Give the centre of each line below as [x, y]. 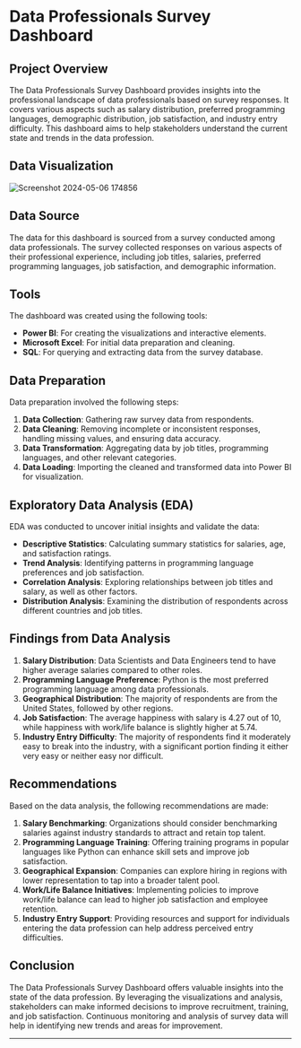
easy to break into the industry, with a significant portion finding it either [155, 746]
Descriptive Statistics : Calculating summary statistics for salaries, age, [154, 544]
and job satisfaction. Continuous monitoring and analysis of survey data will [149, 1016]
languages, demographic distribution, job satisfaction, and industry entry [143, 119]
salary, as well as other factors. [80, 592]
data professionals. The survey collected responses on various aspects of [146, 247]
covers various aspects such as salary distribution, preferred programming [147, 109]
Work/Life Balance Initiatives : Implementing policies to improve [141, 889]
